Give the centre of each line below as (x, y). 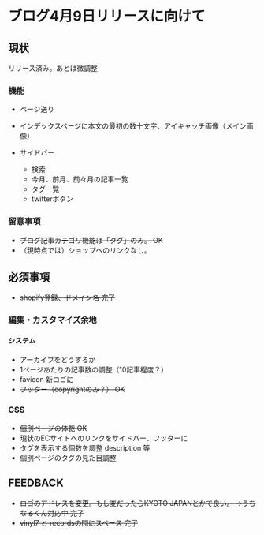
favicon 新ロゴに (46, 379)
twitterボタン (52, 199)
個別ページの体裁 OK (53, 428)
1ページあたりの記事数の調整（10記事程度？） (93, 369)
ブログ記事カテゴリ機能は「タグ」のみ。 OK (91, 240)
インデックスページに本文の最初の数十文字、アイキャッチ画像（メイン (133, 126)
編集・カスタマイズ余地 (52, 320)
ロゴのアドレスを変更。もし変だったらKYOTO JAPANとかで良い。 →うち (138, 503)
